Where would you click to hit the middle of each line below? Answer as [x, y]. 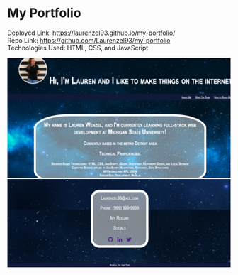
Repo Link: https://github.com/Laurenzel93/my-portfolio [89, 40]
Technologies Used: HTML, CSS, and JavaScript [78, 48]
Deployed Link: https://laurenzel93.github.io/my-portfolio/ [91, 33]
